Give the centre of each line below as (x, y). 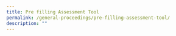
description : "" (27, 23)
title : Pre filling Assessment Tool (53, 12)
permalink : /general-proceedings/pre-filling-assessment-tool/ (88, 18)
